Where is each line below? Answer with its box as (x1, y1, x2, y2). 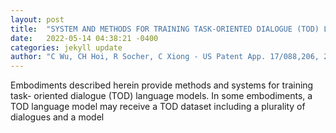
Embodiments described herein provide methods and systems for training (10, 79, 314, 91)
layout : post (10, 14, 65, 25)
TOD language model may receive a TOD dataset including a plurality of (10, 101, 306, 113)
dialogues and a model (10, 111, 105, 123)
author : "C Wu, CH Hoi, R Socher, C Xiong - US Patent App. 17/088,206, (10, 52, 320, 62)
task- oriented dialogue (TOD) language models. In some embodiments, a (10, 90, 313, 102)
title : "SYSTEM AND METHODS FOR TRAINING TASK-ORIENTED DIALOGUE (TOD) (10, 24, 320, 34)
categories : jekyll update (10, 42, 123, 53)
